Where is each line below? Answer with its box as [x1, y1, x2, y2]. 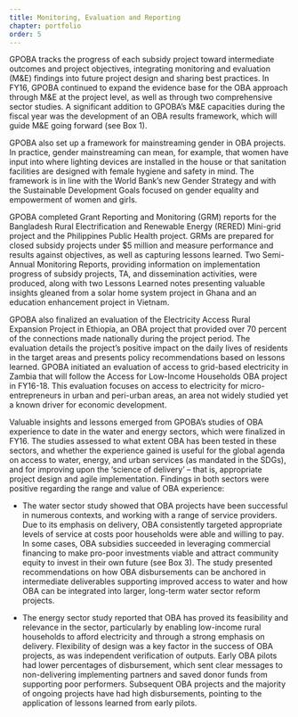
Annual [9, 260, 36, 270]
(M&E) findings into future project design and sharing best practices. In [9, 73, 270, 84]
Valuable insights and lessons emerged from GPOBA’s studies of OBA [9, 416, 264, 428]
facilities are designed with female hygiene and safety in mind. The [9, 166, 254, 177]
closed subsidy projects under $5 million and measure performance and [9, 240, 274, 251]
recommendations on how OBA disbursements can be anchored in [21, 567, 267, 578]
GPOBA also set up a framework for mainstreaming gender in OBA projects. [9, 137, 286, 148]
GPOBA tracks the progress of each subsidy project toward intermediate [9, 54, 275, 65]
